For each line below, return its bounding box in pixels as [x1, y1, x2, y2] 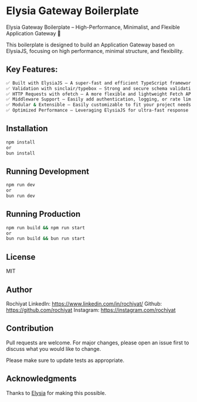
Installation [6, 123, 48, 133]
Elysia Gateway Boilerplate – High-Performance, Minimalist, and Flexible [6, 24, 180, 31]
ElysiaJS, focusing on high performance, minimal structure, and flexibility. [6, 47, 184, 54]
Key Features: [6, 65, 58, 75]
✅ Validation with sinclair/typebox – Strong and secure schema [6, 85, 168, 92]
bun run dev [6, 193, 35, 199]
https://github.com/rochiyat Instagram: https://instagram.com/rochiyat [6, 306, 176, 313]
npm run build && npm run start [6, 225, 85, 230]
